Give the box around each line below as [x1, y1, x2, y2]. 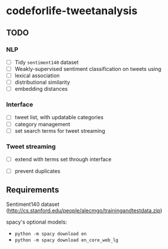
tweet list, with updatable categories [14, 114, 104, 121]
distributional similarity [14, 78, 70, 86]
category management [14, 120, 70, 127]
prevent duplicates [14, 168, 61, 175]
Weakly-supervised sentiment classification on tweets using [14, 65, 161, 72]
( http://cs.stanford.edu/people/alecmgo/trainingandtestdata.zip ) [6, 207, 163, 214]
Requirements [6, 185, 59, 195]
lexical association [14, 72, 60, 79]
